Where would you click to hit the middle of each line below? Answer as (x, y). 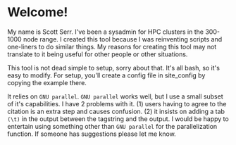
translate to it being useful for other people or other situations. (98, 54)
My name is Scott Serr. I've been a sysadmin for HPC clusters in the (106, 32)
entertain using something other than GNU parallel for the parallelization (112, 126)
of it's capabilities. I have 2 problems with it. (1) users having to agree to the (117, 103)
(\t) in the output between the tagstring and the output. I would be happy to (118, 119)
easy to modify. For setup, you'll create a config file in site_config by (106, 75)
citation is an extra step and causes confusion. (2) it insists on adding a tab (116, 111)
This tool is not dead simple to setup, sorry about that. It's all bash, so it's (114, 68)
